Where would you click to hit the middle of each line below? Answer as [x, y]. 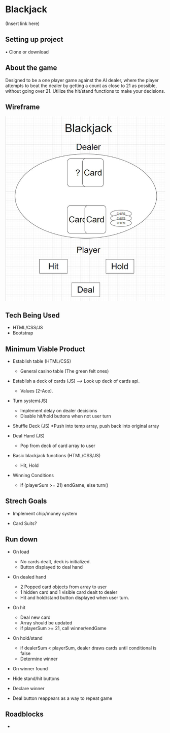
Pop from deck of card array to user [58, 446]
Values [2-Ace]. [37, 390]
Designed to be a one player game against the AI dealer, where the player [82, 80]
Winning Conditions [33, 475]
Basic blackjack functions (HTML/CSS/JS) [57, 455]
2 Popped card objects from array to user [63, 587]
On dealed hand [29, 577]
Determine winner [39, 659]
